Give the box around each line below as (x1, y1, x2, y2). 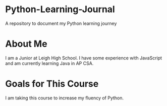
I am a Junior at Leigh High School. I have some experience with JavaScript (5, 55, 162, 61)
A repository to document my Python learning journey (5, 20, 117, 26)
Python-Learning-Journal (5, 4, 115, 15)
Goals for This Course (5, 78, 99, 90)
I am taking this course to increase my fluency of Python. (5, 95, 124, 101)
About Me (5, 38, 47, 50)
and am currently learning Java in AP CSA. (5, 60, 94, 66)
